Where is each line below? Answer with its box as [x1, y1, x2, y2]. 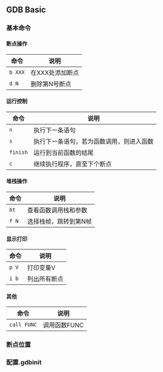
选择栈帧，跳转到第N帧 [27, 217, 92, 225]
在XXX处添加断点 [30, 69, 79, 77]
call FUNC [9, 322, 37, 328]
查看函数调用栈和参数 [27, 206, 88, 214]
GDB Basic [6, 5, 46, 15]
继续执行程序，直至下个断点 [34, 159, 112, 168]
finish [9, 148, 28, 156]
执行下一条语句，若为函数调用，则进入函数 [34, 137, 154, 145]
